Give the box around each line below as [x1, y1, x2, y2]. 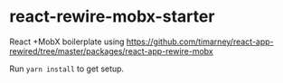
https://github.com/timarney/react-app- [126, 36, 274, 47]
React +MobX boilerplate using [9, 36, 125, 47]
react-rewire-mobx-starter [9, 6, 215, 27]
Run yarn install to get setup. [9, 63, 125, 74]
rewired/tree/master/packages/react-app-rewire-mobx [9, 45, 214, 56]
